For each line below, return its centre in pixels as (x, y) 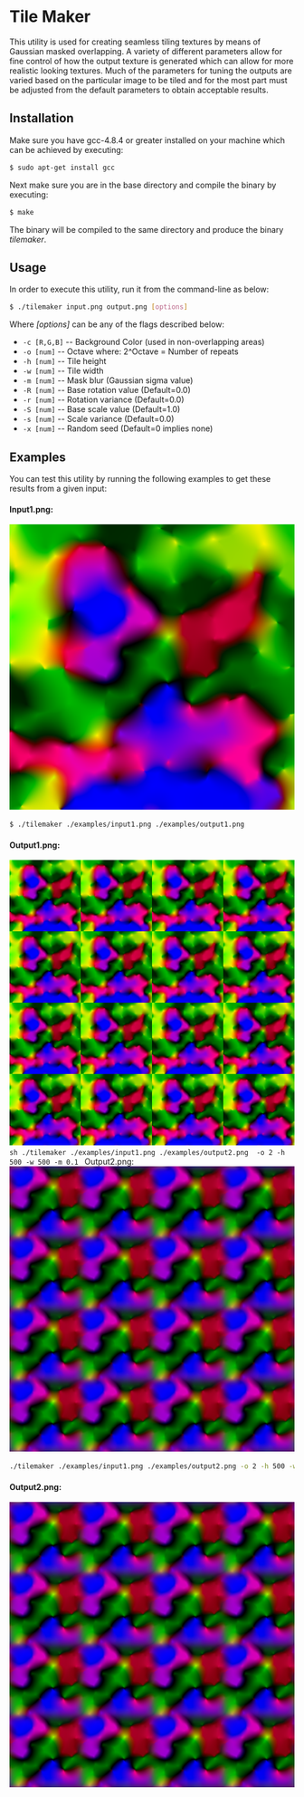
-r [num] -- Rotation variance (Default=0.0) (103, 399)
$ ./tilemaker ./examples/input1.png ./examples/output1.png (127, 825)
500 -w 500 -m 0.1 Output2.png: (71, 1162)
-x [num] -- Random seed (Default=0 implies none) (118, 428)
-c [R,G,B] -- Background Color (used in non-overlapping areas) (143, 342)
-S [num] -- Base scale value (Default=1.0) (101, 409)
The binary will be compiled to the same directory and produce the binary (147, 229)
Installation (42, 118)
